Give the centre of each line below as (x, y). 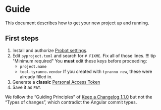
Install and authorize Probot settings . (50, 50)
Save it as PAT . (27, 87)
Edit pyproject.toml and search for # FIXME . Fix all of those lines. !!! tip (84, 55)
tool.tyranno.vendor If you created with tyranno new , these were (86, 71)
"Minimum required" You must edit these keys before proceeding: (80, 61)
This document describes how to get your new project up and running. (77, 23)
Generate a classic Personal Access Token (56, 82)
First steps (22, 38)
